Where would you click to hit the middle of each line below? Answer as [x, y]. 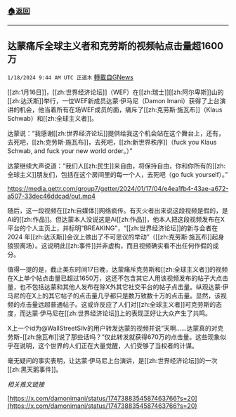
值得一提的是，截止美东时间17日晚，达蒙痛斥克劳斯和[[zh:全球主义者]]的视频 [118, 270]
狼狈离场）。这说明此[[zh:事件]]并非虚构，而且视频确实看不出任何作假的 [110, 246]
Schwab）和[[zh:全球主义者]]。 [53, 119]
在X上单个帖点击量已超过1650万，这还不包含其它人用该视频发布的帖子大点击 [118, 278]
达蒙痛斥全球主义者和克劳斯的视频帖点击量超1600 [116, 46]
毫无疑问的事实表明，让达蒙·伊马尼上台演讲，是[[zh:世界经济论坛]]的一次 [112, 361]
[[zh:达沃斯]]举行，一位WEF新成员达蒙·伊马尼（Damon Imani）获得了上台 [113, 101]
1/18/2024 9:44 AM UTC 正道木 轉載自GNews [70, 77]
